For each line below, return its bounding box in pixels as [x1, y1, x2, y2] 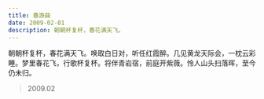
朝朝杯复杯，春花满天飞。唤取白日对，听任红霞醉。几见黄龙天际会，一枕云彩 [8, 49, 256, 58]
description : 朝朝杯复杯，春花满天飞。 [8, 26, 124, 34]
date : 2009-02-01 [8, 19, 65, 27]
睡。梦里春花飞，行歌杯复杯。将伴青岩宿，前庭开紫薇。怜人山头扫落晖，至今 [8, 58, 256, 68]
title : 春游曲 [8, 11, 51, 20]
